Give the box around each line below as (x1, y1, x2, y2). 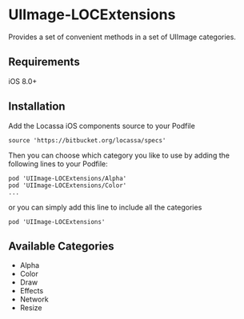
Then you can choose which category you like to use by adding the (8, 150, 230, 160)
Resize (19, 303, 42, 313)
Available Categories (8, 239, 114, 253)
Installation (8, 100, 66, 114)
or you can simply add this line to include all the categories (8, 202, 202, 212)
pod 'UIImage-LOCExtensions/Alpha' (8, 174, 127, 182)
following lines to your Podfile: (8, 158, 108, 169)
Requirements (8, 55, 80, 69)
